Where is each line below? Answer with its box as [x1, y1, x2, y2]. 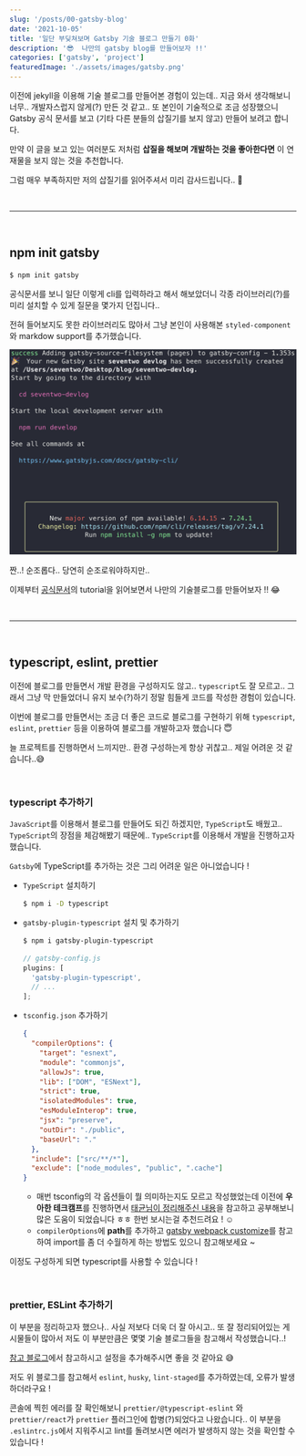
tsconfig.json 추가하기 [22, 1010, 108, 1021]
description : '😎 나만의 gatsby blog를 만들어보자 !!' [9, 44, 208, 53]
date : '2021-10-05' [9, 24, 84, 34]
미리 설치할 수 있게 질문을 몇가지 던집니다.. [9, 299, 160, 310]
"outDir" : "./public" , [39, 1125, 126, 1134]
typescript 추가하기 [9, 796, 94, 809]
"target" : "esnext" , [39, 1048, 117, 1058]
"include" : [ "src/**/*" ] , [31, 1154, 130, 1163]
